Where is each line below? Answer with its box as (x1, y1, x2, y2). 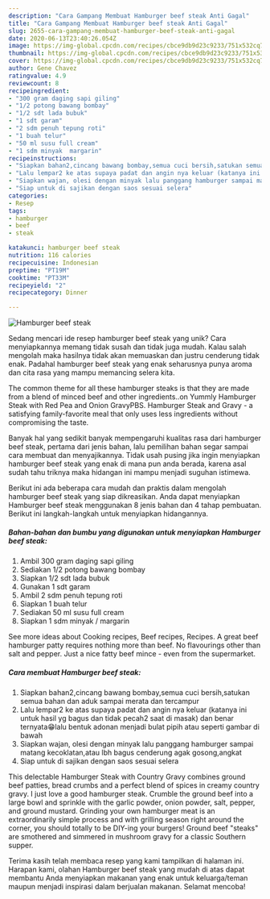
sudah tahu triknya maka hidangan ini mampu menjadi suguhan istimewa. (8, 468, 251, 477)
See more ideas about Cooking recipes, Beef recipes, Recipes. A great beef (8, 632, 259, 642)
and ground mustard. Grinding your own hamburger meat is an (8, 806, 215, 816)
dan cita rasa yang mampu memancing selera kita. (8, 368, 175, 377)
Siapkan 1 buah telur (19, 599, 88, 609)
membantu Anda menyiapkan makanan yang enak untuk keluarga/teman (8, 873, 248, 883)
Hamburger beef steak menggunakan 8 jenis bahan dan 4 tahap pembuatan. (8, 501, 262, 510)
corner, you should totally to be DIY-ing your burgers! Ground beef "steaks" (8, 823, 259, 833)
